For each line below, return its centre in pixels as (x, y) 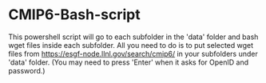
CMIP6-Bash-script (75, 15)
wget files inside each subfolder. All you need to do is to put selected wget (131, 45)
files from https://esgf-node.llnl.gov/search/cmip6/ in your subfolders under (133, 53)
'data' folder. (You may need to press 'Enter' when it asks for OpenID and (129, 62)
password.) (27, 70)
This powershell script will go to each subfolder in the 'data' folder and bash (133, 37)
